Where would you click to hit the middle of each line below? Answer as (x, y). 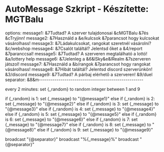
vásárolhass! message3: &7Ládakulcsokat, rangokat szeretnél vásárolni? (78, 43)
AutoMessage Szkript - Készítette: (77, 9)
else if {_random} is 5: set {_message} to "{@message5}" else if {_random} (81, 114)
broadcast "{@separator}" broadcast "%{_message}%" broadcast (72, 139)
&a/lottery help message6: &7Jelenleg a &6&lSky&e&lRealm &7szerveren (78, 59)
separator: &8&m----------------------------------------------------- (74, 80)
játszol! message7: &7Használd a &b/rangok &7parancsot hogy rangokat (78, 64)
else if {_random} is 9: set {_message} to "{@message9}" (95, 130)
